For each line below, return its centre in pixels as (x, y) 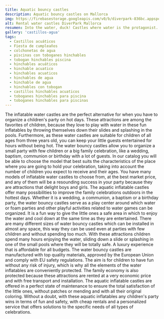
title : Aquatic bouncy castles (37, 10)
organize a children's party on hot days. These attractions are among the (78, 120)
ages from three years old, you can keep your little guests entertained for (79, 140)
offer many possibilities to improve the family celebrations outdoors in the (79, 193)
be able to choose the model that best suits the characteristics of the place (81, 161)
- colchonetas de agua (32, 50)
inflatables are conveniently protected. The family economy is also (72, 271)
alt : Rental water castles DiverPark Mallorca (53, 23)
